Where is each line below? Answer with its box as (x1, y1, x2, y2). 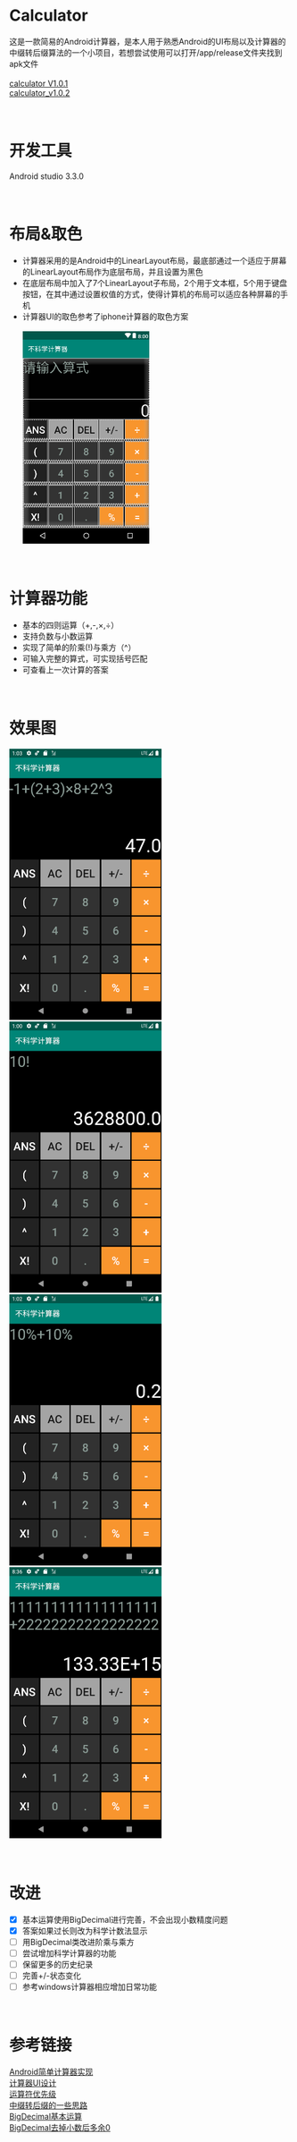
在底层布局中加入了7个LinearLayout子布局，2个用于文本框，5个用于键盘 (21, 277, 288, 288)
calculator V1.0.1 (9, 78, 69, 89)
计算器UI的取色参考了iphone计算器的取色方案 (21, 310, 189, 322)
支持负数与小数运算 (21, 631, 94, 641)
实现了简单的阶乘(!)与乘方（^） (21, 641, 136, 653)
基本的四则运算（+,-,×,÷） (21, 619, 120, 631)
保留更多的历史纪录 (21, 1959, 94, 1969)
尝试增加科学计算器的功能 (21, 1947, 117, 1959)
